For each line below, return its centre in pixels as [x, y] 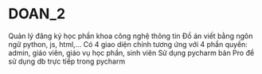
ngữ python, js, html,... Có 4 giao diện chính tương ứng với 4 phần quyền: [128, 44]
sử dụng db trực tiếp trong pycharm [67, 61]
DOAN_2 [37, 14]
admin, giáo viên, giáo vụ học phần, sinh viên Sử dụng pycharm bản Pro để [131, 53]
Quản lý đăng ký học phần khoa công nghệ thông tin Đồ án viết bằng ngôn [131, 36]
